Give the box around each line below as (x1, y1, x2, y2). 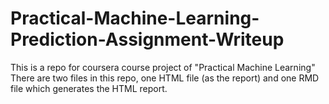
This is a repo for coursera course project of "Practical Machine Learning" (10, 61, 316, 73)
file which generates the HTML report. (10, 82, 168, 94)
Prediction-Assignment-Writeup (10, 28, 285, 51)
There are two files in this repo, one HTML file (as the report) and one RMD (10, 72, 320, 84)
